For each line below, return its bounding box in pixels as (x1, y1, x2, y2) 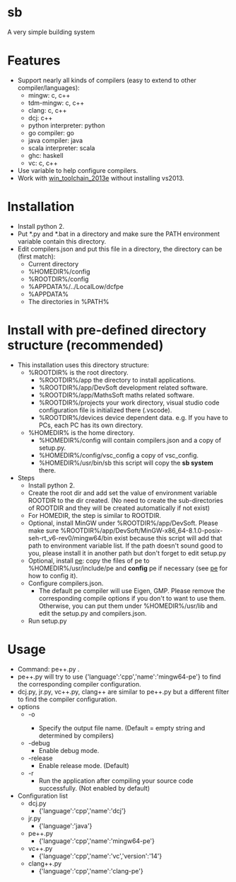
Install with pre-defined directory (7, 322, 206, 338)
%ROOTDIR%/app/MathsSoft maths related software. (38, 390, 194, 399)
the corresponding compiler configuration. (17, 679, 141, 688)
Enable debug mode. (38, 746, 100, 754)
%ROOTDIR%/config (28, 274, 89, 283)
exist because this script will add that (114, 533, 223, 542)
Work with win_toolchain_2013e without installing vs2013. (17, 174, 185, 182)
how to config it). (28, 571, 78, 579)
